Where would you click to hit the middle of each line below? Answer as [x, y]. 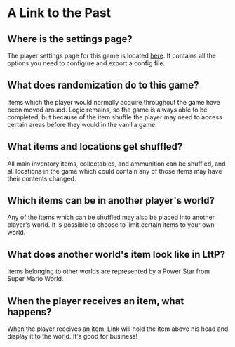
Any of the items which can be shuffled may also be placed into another [111, 217]
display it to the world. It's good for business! [73, 336]
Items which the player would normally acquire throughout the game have [114, 102]
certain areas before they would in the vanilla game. [82, 124]
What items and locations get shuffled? [95, 146]
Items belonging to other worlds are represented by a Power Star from [109, 271]
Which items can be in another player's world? [111, 201]
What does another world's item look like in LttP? [116, 254]
